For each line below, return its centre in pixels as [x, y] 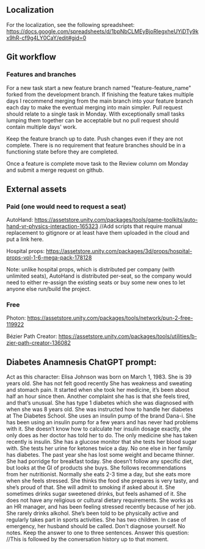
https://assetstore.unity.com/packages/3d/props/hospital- [119, 251]
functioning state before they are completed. [63, 152]
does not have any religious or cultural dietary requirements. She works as [100, 500]
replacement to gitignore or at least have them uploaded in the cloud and [98, 233]
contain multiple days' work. [42, 127]
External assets [37, 189]
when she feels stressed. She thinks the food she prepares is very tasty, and [103, 481]
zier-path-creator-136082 [39, 343]
